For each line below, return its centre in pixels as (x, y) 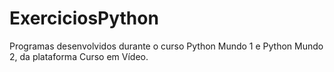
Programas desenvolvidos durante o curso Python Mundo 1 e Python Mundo (166, 46)
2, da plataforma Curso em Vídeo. (79, 56)
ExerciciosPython (84, 18)
